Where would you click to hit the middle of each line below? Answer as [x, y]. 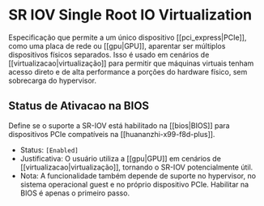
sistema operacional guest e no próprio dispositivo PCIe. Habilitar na [134, 184]
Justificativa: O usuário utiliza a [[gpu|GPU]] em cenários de [120, 158]
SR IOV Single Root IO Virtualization [130, 15]
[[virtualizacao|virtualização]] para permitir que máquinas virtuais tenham [131, 63]
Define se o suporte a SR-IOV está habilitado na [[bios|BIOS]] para [119, 125]
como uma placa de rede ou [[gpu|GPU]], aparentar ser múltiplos [117, 45]
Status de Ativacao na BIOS [79, 106]
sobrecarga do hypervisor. [53, 80]
